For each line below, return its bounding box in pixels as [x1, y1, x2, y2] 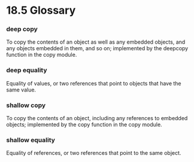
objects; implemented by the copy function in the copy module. [6, 121, 163, 129]
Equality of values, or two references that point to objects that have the [6, 80, 181, 87]
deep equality [6, 66, 47, 75]
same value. [6, 86, 37, 93]
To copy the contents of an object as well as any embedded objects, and [6, 38, 186, 45]
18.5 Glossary [6, 4, 76, 17]
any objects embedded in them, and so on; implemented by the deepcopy [6, 45, 189, 52]
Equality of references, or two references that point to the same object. [6, 149, 181, 157]
